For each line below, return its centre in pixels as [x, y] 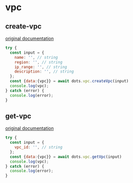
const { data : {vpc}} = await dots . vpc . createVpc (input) [69, 81]
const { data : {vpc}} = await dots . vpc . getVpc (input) [66, 157]
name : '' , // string [36, 57]
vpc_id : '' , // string [38, 147]
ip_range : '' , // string [41, 67]
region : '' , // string [38, 62]
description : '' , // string [44, 72]
